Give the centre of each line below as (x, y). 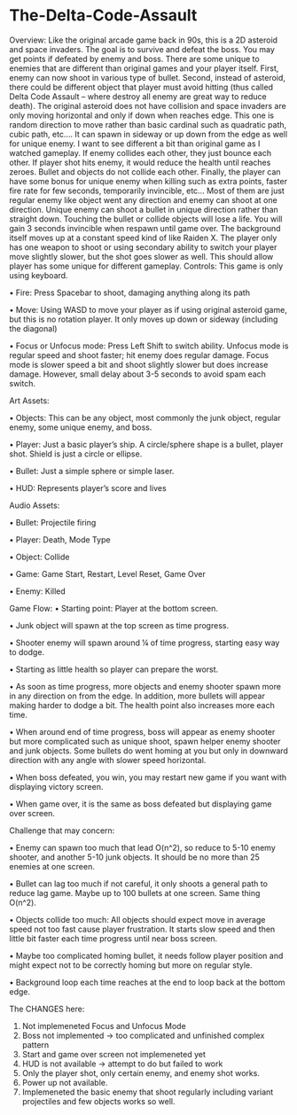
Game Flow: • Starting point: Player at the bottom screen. (114, 608)
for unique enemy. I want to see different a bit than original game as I (135, 144)
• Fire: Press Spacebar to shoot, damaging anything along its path (130, 292)
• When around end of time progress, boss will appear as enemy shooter (142, 731)
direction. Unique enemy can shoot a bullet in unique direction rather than (144, 209)
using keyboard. (39, 275)
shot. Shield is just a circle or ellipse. (76, 454)
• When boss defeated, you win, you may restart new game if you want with (148, 777)
